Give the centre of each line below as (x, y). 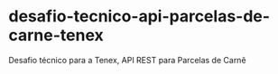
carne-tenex (56, 35)
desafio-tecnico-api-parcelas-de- (139, 16)
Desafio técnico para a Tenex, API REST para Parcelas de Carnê (127, 60)
